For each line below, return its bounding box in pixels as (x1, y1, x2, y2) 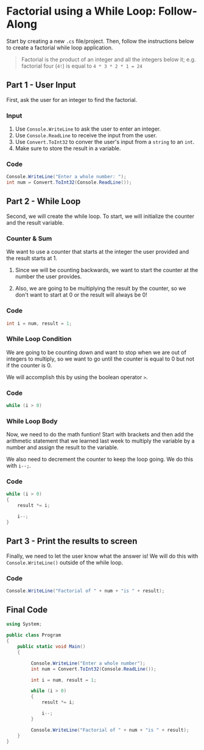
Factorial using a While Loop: (6, 4, 157, 18)
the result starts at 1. (6, 254, 58, 262)
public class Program (6, 632, 62, 638)
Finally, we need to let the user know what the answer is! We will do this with (6, 552, 199, 560)
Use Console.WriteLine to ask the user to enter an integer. (15, 125, 161, 132)
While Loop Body (6, 417, 58, 425)
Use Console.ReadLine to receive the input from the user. (15, 132, 157, 139)
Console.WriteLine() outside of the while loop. (6, 558, 124, 566)
